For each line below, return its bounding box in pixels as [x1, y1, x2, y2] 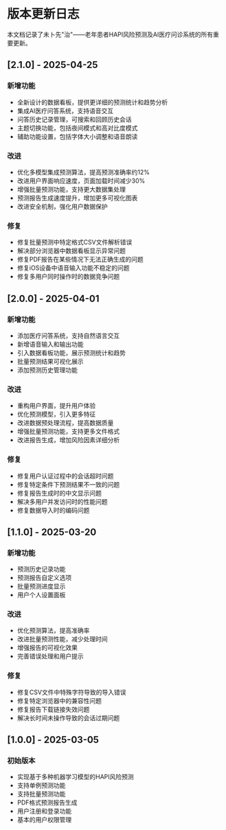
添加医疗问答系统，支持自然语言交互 [16, 331, 120, 340]
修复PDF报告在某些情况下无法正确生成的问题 [16, 255, 144, 264]
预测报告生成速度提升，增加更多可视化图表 [16, 194, 138, 202]
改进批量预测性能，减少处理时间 [16, 635, 108, 643]
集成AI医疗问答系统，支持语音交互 [16, 106, 114, 115]
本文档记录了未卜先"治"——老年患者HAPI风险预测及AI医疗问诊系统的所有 [7, 30, 214, 38]
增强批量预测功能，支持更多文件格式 [16, 427, 120, 436]
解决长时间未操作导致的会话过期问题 [16, 713, 120, 722]
